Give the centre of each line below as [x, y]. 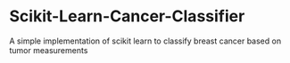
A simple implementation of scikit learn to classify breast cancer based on [145, 41]
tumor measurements [49, 50]
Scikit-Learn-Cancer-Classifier [127, 16]
